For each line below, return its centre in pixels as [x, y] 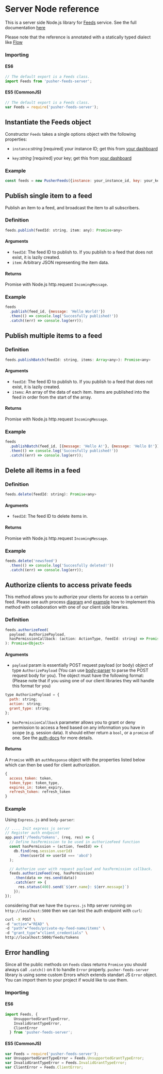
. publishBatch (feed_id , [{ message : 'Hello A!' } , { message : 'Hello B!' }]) [85, 446]
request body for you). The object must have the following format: [78, 675]
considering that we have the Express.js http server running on [68, 905]
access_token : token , [31, 778]
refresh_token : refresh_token [40, 792]
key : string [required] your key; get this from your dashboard [72, 158]
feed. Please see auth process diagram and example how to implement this [80, 602]
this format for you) [31, 686]
